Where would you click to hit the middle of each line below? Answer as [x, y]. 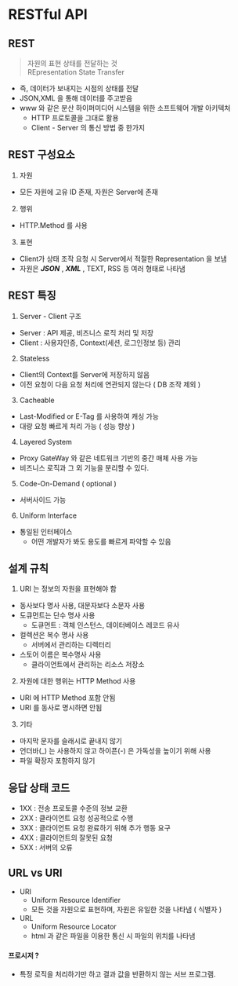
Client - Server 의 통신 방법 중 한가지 [88, 128]
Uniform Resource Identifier [76, 900]
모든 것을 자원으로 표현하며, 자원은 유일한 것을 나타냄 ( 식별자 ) [126, 910]
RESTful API [48, 15]
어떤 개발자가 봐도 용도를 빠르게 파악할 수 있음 [101, 541]
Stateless [34, 358]
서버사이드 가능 [43, 500]
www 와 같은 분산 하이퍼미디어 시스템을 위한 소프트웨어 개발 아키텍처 [125, 108]
